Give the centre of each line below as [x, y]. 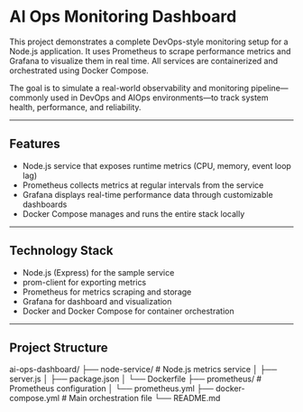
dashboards [45, 204]
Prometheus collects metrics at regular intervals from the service [143, 185]
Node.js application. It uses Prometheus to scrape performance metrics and [150, 51]
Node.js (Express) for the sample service [98, 272]
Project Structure [59, 347]
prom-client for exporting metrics [84, 282]
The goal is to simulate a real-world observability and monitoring [129, 88]
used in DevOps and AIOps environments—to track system [159, 98]
